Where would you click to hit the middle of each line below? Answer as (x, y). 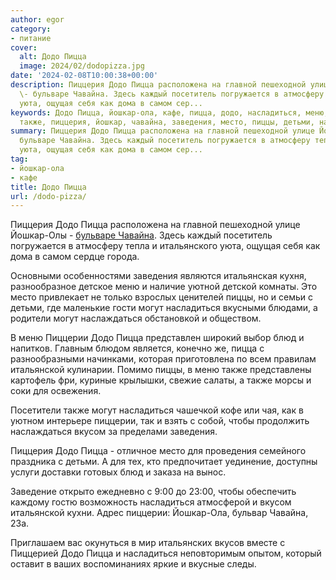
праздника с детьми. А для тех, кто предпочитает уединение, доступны (164, 462)
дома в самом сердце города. (75, 257)
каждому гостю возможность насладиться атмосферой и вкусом (151, 502)
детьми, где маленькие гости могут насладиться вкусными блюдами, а (164, 308)
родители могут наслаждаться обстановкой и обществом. (136, 318)
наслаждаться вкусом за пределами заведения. (114, 432)
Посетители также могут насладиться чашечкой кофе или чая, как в (157, 410)
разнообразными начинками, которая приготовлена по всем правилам (163, 359)
